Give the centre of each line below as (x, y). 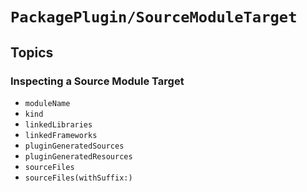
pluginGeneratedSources (74, 146)
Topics (32, 52)
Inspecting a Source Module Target (97, 81)
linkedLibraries (58, 124)
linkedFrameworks (61, 135)
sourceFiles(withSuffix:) (78, 178)
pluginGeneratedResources (78, 156)
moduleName (47, 103)
